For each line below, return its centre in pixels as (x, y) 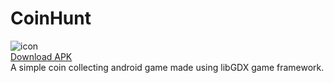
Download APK (41, 56)
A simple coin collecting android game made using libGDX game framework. (167, 67)
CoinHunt (51, 18)
